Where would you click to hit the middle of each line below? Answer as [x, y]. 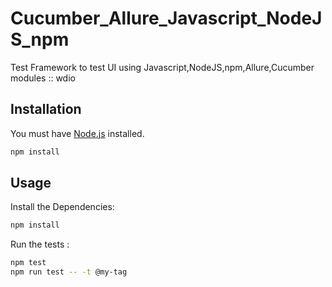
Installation [46, 109]
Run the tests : [40, 244]
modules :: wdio [43, 78]
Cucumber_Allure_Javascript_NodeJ [166, 18]
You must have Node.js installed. [77, 133]
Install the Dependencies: [62, 207]
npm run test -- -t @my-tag [69, 272]
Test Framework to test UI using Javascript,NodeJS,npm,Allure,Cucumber [162, 67]
